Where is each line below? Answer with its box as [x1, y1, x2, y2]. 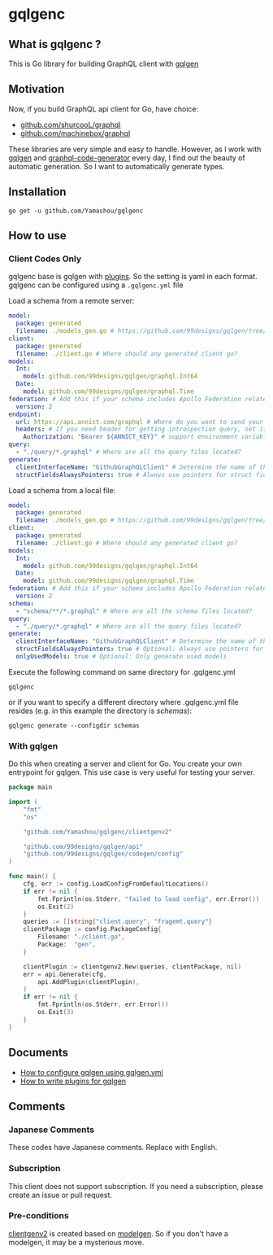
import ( [8, 798, 38, 807]
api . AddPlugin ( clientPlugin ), [37, 977, 140, 986]
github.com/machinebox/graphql [19, 128, 131, 138]
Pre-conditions [8, 1210, 69, 1222]
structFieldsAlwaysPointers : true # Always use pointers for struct [15, 470, 253, 479]
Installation [8, 185, 67, 199]
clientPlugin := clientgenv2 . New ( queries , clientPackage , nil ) [23, 962, 242, 971]
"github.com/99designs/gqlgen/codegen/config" [23, 850, 184, 859]
